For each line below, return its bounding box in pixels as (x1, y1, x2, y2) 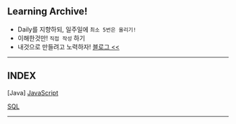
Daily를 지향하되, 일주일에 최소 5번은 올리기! (17, 25, 137, 34)
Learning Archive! (7, 6, 88, 18)
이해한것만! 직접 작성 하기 (17, 34, 86, 42)
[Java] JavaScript (7, 88, 58, 97)
